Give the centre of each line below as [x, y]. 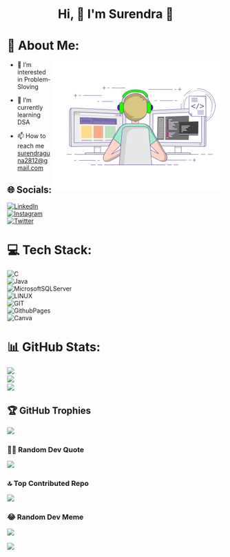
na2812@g [32, 161]
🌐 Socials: [30, 189]
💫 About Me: [43, 46]
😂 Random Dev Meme [45, 517]
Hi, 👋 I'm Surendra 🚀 [116, 14]
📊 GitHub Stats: [54, 347]
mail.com [30, 168]
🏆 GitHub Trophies [49, 411]
